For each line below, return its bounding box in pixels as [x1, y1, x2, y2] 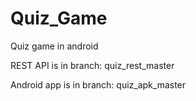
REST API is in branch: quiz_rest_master [10, 59, 175, 71]
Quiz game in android [10, 40, 99, 52]
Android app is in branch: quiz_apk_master [10, 78, 187, 91]
